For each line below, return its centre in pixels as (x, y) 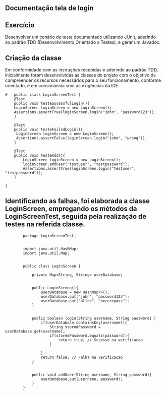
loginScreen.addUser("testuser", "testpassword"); (76, 164)
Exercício (20, 25)
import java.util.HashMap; (51, 249)
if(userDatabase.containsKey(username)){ (84, 323)
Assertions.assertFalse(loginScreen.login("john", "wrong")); (82, 138)
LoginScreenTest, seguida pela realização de (76, 217)
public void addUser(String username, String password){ (92, 375)
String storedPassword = (75, 327)
